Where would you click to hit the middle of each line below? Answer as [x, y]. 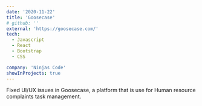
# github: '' [23, 23]
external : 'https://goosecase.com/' [52, 29]
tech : [13, 34]
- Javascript [28, 40]
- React [21, 46]
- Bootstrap [27, 51]
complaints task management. [44, 96]
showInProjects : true [34, 73]
